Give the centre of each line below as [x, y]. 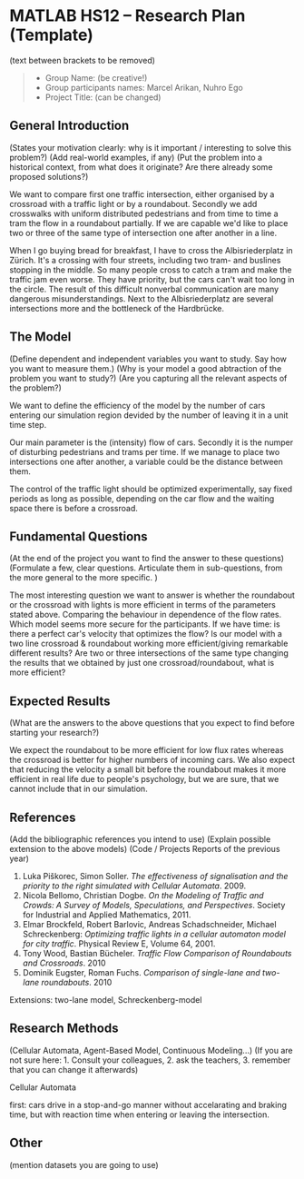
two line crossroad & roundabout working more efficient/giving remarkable [149, 644]
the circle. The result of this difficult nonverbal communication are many [144, 289]
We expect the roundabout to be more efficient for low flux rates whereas [147, 750]
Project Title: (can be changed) [103, 97]
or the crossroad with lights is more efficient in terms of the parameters [143, 605]
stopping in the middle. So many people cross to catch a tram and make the [151, 270]
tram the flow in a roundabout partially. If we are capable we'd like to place [149, 223]
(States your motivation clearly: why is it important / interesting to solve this [151, 147]
